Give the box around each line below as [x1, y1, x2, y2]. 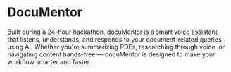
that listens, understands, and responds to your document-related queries [7, 35, 222, 43]
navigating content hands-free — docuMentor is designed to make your [7, 50, 216, 59]
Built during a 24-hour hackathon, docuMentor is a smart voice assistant [7, 28, 218, 36]
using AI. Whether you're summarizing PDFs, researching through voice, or [7, 42, 225, 51]
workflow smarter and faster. [7, 57, 92, 66]
